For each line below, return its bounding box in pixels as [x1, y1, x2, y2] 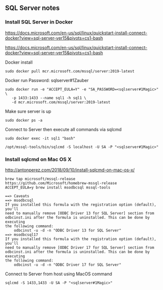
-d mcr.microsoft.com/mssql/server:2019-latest [11, 100, 111, 105]
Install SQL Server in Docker [5, 19, 73, 26]
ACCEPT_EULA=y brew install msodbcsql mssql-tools [5, 185, 111, 190]
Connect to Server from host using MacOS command [5, 271, 113, 277]
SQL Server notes [5, 4, 60, 12]
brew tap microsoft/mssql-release [5, 176, 76, 181]
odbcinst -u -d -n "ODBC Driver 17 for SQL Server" [14, 262, 121, 267]
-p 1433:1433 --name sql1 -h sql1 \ [11, 95, 87, 100]
